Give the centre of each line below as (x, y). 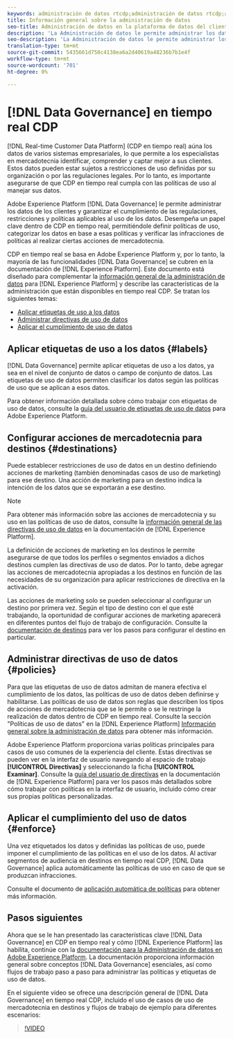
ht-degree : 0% (28, 72)
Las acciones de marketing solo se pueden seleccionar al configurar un (109, 600)
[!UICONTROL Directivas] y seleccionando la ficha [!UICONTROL (101, 767)
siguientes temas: (32, 299)
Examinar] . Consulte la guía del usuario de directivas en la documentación (114, 774)
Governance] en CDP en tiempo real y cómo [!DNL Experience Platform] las (115, 942)
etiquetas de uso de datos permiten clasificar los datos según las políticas (113, 380)
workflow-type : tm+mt (38, 59)
